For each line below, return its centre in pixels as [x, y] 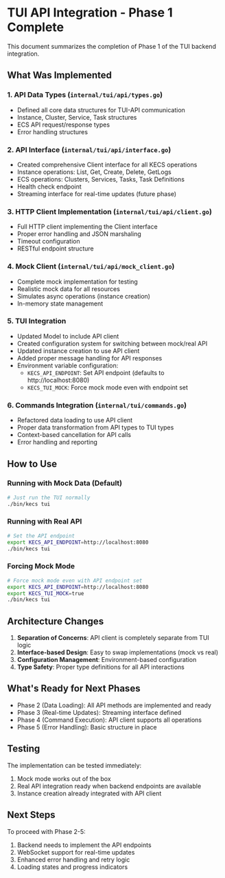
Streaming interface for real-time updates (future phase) [97, 193]
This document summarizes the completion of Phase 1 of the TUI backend [111, 46]
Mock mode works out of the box [64, 778]
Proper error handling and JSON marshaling [79, 234]
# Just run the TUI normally [49, 497]
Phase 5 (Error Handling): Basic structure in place [87, 727]
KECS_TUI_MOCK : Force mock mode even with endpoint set [108, 387]
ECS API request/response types [63, 125]
